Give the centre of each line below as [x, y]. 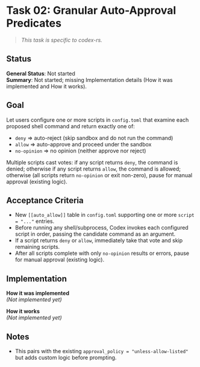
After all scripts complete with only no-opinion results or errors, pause [102, 253]
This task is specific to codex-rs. [61, 40]
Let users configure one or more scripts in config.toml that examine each [98, 120]
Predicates [34, 23]
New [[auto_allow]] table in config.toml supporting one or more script [105, 215]
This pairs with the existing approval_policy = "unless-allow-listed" [102, 351]
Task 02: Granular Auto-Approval [91, 11]
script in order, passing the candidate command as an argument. [95, 234]
